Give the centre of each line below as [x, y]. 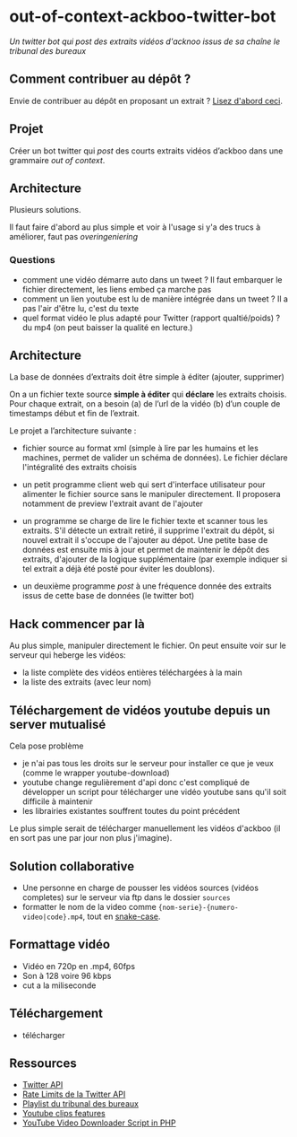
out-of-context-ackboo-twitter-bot [143, 17]
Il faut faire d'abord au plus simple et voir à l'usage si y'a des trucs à [135, 227]
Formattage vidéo [59, 945]
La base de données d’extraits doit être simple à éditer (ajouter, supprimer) [147, 377]
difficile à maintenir [57, 801]
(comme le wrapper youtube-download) [96, 773]
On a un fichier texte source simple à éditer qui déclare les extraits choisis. [148, 394]
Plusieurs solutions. [45, 210]
